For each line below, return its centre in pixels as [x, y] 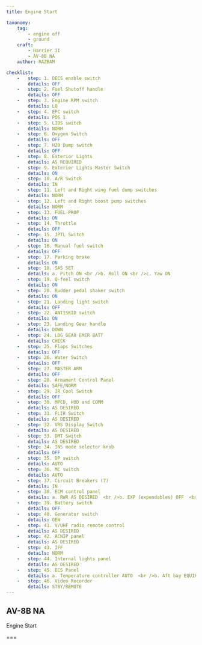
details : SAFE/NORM [52, 385]
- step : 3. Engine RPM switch [57, 101]
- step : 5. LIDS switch [50, 123]
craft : [25, 45]
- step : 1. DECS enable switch [59, 78]
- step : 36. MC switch [48, 469]
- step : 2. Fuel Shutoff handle [60, 90]
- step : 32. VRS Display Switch [60, 424]
